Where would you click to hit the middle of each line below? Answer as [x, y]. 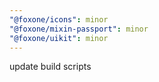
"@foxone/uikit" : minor [59, 38]
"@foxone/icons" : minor [59, 19]
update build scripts [50, 67]
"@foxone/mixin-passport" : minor [79, 29]
